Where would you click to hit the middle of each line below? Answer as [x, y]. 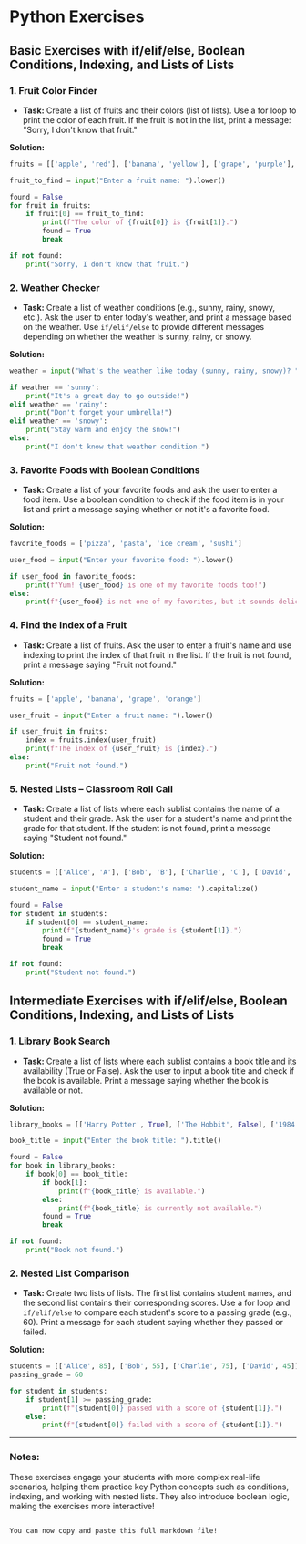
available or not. [53, 1090]
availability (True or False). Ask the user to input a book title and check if [158, 1071]
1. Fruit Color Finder [54, 90]
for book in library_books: [63, 1166]
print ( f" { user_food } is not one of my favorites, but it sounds [150, 602]
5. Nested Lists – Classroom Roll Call [91, 788]
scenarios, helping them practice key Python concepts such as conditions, [149, 1487]
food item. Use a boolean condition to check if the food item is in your [153, 499]
